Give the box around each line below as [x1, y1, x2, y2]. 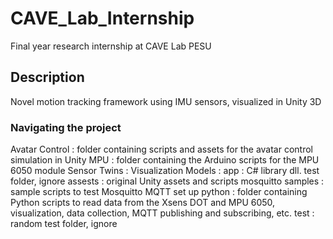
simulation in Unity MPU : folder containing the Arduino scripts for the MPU [10, 154, 320, 166]
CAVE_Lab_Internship [10, 7, 195, 30]
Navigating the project [10, 120, 122, 134]
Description [10, 69, 85, 86]
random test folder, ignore [10, 218, 118, 230]
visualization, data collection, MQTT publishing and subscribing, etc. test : [10, 207, 315, 219]
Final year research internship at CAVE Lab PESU [10, 40, 212, 52]
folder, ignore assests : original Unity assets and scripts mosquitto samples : [10, 175, 325, 187]
